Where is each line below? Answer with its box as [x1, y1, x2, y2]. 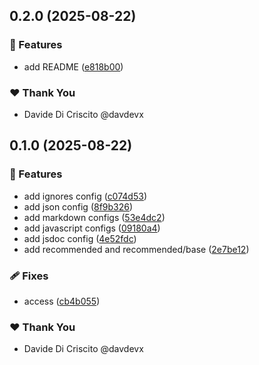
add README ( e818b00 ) [23, 60, 124, 73]
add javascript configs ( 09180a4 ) [23, 222, 161, 234]
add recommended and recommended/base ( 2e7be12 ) [23, 243, 250, 255]
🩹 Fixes [9, 269, 49, 283]
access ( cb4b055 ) [23, 295, 101, 307]
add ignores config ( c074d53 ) [23, 190, 147, 202]
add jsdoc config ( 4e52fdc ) [23, 232, 137, 244]
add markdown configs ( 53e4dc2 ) [23, 211, 166, 223]
